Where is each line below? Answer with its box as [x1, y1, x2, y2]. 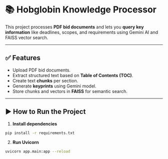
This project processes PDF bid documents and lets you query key [5, 23, 144, 30]
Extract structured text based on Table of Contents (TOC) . [12, 72, 133, 78]
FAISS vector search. [5, 34, 48, 40]
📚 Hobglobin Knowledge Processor [5, 4, 156, 15]
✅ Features [5, 53, 41, 62]
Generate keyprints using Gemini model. [12, 83, 96, 89]
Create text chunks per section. [12, 77, 78, 83]
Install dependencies [12, 120, 57, 126]
